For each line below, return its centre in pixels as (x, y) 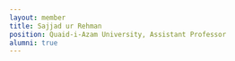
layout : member (38, 17)
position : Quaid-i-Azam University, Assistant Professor (118, 34)
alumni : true (34, 43)
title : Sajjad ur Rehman (56, 26)
